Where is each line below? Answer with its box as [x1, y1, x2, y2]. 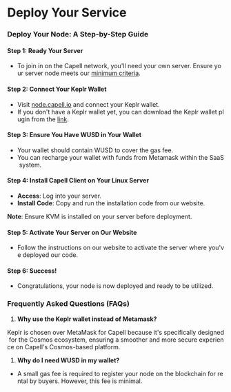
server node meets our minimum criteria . [25, 69, 141, 77]
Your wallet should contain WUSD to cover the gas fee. [17, 146, 174, 154]
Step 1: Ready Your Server [7, 46, 83, 54]
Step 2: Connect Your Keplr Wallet [7, 85, 107, 93]
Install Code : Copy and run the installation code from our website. [17, 198, 205, 207]
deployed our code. [22, 251, 79, 259]
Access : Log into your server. [17, 192, 102, 200]
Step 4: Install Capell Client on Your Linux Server [7, 176, 150, 185]
